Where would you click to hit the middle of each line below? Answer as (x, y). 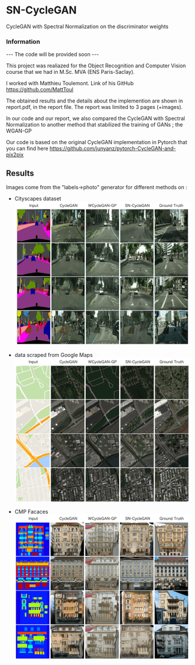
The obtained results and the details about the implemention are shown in (95, 101)
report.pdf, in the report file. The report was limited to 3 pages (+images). (94, 107)
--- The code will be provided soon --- (53, 54)
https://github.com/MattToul (40, 90)
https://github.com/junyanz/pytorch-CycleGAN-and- (113, 149)
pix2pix (15, 155)
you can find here (27, 149)
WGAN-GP (19, 131)
